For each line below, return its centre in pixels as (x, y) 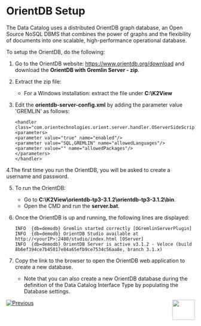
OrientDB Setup (46, 11)
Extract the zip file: (38, 81)
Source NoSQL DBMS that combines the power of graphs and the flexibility (99, 34)
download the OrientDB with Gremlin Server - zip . (77, 70)
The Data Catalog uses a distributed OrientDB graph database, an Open (95, 28)
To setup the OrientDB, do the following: (56, 52)
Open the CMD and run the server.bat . (71, 206)
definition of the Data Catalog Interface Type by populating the (101, 285)
